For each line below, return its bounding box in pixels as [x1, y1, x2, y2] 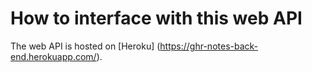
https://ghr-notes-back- [159, 40, 259, 52]
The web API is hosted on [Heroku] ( [10, 40, 161, 52]
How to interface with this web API [10, 7, 303, 30]
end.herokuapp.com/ [10, 50, 97, 62]
